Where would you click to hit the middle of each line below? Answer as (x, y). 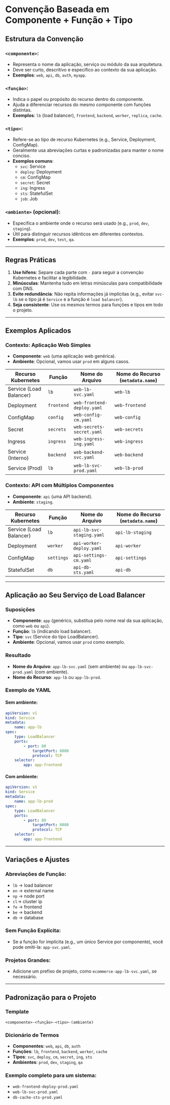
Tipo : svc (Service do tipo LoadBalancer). (56, 637)
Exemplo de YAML (28, 690)
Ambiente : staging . (33, 502)
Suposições (20, 609)
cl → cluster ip (27, 901)
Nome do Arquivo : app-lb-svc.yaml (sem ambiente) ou (70, 666)
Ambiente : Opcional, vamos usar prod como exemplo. (69, 642)
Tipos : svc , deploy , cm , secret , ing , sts (52, 1057)
